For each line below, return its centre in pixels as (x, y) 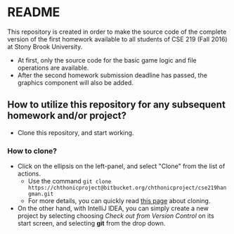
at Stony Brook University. (45, 46)
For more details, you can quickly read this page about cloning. (119, 201)
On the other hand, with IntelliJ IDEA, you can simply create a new (113, 209)
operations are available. (53, 67)
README (34, 12)
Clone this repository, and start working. (76, 132)
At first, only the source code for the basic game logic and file (107, 60)
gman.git (41, 194)
